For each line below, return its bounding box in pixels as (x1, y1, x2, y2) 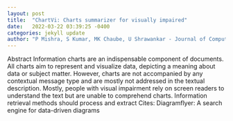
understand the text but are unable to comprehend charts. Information (7, 91, 208, 100)
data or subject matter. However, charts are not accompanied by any (7, 70, 203, 78)
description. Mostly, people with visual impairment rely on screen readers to (7, 84, 225, 93)
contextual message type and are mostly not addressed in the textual (7, 77, 205, 85)
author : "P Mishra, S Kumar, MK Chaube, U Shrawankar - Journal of (7, 36, 207, 43)
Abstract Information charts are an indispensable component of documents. (7, 55, 224, 63)
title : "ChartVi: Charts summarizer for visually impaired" (7, 17, 188, 24)
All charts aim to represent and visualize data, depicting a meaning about (7, 62, 216, 71)
